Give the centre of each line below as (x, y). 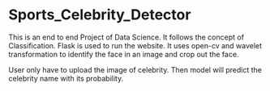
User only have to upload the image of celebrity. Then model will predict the (135, 69)
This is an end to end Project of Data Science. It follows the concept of (126, 37)
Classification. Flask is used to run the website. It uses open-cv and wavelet (135, 45)
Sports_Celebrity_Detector (100, 15)
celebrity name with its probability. (66, 78)
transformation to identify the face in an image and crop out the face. (124, 54)
